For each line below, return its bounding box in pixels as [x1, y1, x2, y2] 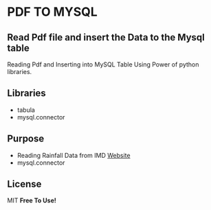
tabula [16, 106, 36, 114]
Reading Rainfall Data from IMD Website [16, 151, 131, 159]
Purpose [7, 133, 45, 145]
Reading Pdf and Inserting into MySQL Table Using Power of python [7, 60, 199, 69]
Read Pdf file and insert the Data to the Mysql [7, 32, 205, 43]
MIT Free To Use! [7, 196, 56, 205]
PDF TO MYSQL [7, 4, 98, 20]
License [7, 178, 42, 190]
